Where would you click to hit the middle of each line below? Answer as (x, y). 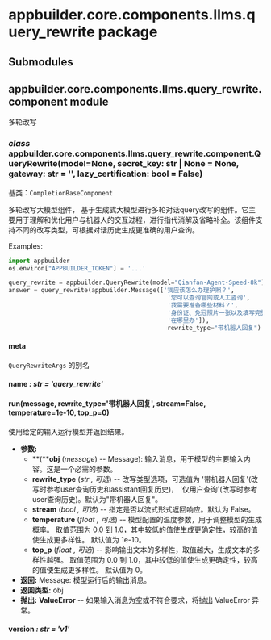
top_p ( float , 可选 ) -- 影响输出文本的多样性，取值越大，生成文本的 (142, 550)
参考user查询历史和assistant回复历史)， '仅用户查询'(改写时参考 (152, 489)
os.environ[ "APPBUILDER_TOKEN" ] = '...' (77, 268)
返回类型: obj (42, 590)
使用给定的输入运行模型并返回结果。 (69, 431)
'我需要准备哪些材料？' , (203, 305)
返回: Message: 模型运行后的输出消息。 (85, 579)
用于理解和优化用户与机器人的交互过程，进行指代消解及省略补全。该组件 (135, 220)
